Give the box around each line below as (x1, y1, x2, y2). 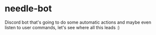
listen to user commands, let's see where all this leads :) (4, 24, 120, 30)
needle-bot (4, 3, 52, 14)
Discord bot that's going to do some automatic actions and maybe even (4, 19, 152, 25)
